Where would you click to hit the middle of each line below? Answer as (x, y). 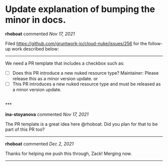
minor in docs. (35, 20)
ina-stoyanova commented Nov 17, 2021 (47, 114)
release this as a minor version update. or (55, 78)
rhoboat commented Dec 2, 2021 (39, 144)
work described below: (35, 49)
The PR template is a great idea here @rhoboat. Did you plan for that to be (81, 124)
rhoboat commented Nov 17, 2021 (40, 34)
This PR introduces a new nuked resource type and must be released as (86, 84)
